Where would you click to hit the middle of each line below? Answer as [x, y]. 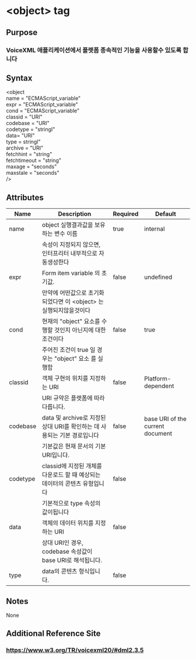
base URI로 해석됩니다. [72, 561]
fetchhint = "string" [29, 154]
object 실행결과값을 [67, 225]
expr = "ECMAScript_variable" [42, 105]
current [154, 426]
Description [75, 214]
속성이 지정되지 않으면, [71, 245]
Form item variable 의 [71, 273]
